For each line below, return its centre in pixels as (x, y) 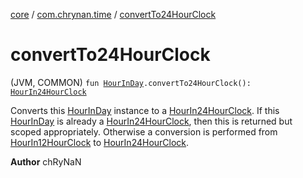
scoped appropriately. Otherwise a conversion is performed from (144, 131)
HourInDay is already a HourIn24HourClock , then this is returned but (151, 121)
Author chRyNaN (46, 161)
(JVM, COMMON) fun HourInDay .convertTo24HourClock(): (131, 82)
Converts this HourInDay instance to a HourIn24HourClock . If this (145, 110)
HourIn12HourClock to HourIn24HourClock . (100, 142)
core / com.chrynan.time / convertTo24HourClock (113, 14)
